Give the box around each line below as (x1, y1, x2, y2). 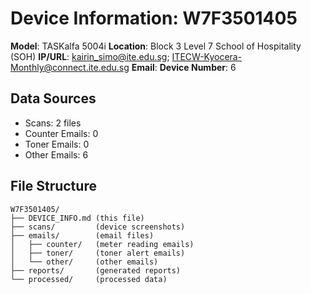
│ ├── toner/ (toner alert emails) (10, 248, 186, 258)
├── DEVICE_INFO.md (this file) (10, 213, 145, 223)
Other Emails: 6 (24, 148, 89, 161)
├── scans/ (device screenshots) (10, 222, 186, 232)
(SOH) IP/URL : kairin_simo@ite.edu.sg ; (10, 50, 170, 62)
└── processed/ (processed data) (10, 274, 168, 284)
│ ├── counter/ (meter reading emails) (10, 239, 195, 249)
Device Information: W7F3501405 (10, 7, 298, 30)
